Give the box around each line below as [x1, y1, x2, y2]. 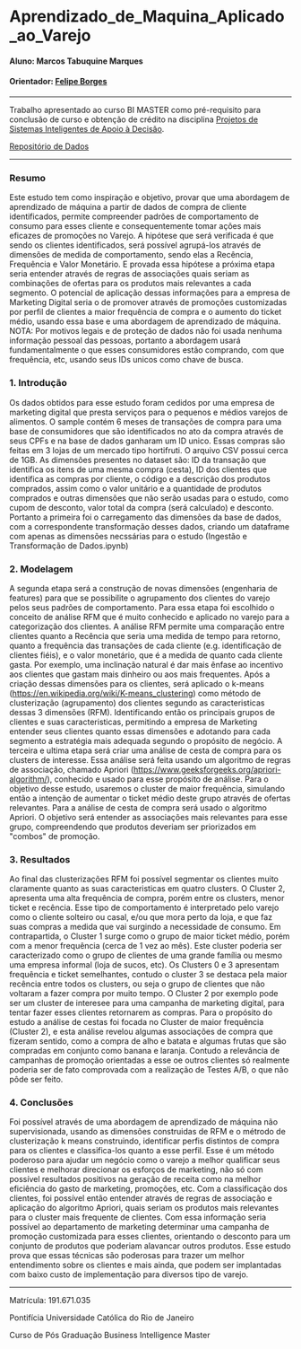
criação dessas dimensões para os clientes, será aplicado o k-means [9, 678, 264, 688]
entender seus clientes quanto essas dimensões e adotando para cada [9, 725, 271, 737]
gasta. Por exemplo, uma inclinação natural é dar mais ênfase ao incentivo [9, 659, 284, 670]
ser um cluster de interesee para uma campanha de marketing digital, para [9, 998, 285, 1009]
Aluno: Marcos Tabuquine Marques [9, 56, 143, 66]
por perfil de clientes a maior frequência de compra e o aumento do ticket [9, 307, 282, 318]
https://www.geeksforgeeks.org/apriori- [133, 764, 281, 775]
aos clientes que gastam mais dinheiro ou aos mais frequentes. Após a [9, 669, 271, 679]
